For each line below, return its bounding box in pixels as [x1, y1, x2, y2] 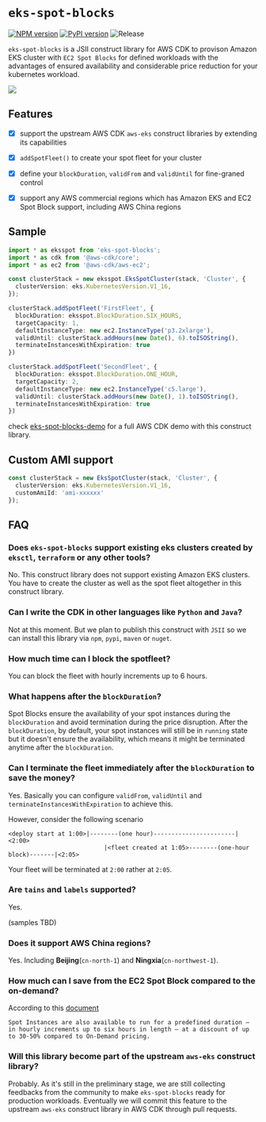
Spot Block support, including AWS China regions [19, 202, 181, 211]
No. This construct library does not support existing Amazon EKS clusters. [8, 570, 251, 580]
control [19, 177, 44, 187]
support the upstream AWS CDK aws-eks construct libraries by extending [19, 129, 257, 138]
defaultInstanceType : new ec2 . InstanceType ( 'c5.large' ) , [15, 385, 207, 393]
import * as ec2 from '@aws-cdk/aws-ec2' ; [8, 260, 150, 269]
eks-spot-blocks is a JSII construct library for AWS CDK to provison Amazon [8, 44, 257, 53]
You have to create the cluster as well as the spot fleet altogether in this [8, 578, 242, 588]
